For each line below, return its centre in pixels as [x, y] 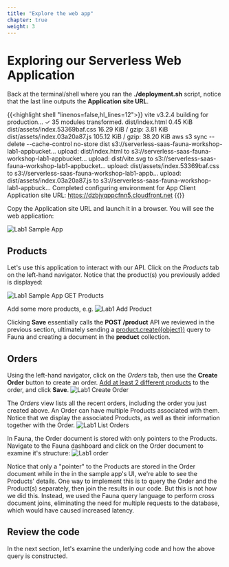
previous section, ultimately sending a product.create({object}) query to [109, 330]
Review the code [44, 532]
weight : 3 [21, 26]
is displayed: [25, 282]
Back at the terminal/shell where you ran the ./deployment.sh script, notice [114, 94]
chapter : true [28, 20]
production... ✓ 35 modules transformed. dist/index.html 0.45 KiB [100, 122]
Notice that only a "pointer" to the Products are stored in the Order [101, 466]
